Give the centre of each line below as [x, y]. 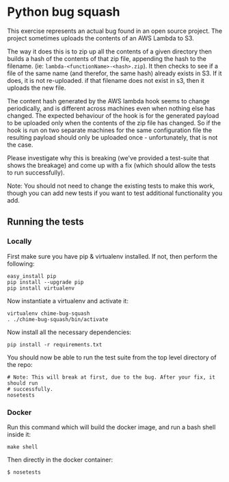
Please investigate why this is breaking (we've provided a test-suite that [108, 157]
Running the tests [45, 222]
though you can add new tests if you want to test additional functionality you [115, 193]
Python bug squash [64, 12]
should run [23, 383]
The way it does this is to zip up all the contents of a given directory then [109, 51]
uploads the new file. [37, 88]
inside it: [19, 434]
